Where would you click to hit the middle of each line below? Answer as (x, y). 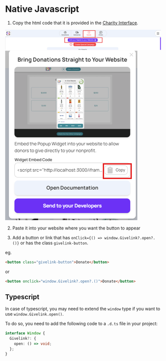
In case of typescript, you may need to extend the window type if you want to (83, 309)
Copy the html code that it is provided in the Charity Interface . (75, 23)
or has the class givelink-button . (54, 243)
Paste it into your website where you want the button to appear (76, 228)
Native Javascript (42, 9)
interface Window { (25, 333)
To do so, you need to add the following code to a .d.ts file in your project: (82, 323)
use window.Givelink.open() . (35, 314)
